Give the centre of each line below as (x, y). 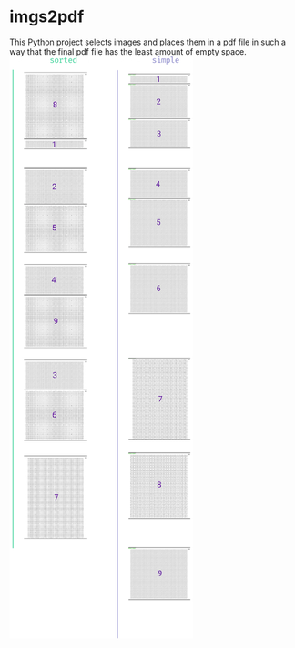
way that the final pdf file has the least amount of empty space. (128, 51)
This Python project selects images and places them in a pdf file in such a (148, 42)
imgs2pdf (47, 17)
